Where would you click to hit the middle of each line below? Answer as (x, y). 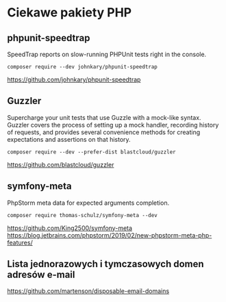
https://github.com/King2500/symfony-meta (70, 228)
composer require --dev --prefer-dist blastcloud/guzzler (91, 152)
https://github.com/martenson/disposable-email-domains (88, 291)
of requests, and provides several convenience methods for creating (104, 132)
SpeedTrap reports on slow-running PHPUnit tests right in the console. (107, 54)
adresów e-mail (41, 275)
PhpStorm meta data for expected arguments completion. (88, 203)
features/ (20, 242)
